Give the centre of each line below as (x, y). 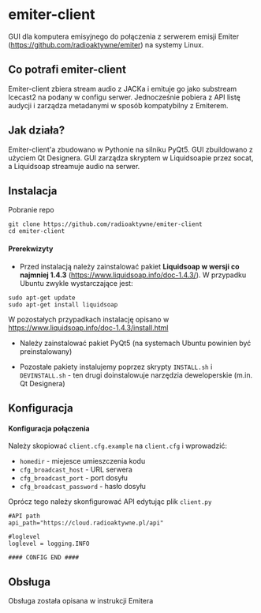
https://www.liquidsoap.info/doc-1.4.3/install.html (88, 327)
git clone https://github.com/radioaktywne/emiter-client (105, 224)
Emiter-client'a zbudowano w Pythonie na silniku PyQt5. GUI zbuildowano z (131, 149)
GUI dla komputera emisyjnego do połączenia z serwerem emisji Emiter (124, 36)
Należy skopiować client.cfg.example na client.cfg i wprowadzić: (117, 446)
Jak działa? (37, 131)
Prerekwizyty (31, 248)
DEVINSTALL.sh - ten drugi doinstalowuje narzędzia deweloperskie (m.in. (136, 375)
